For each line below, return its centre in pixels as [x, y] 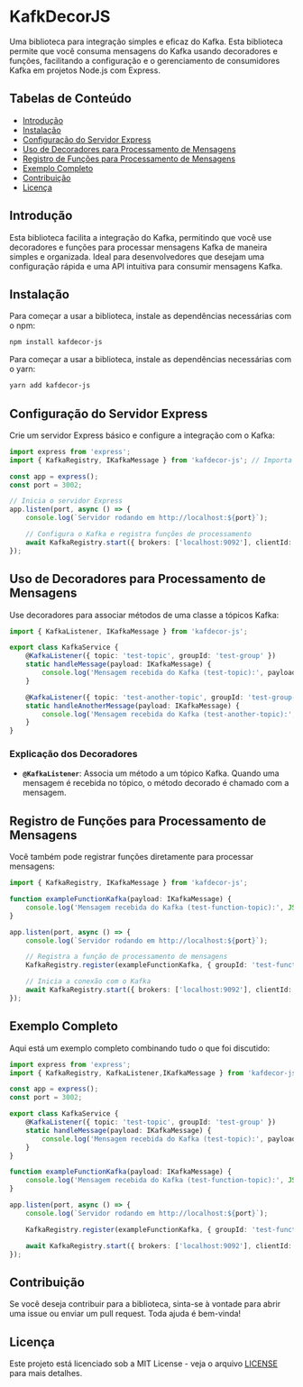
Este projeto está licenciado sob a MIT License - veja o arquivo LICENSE [143, 1364]
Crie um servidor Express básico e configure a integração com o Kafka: [142, 435]
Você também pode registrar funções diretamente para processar [132, 857]
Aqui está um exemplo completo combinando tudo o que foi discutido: [140, 1048]
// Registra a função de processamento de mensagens [127, 957]
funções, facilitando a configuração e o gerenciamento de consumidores [145, 60]
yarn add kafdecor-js [50, 386]
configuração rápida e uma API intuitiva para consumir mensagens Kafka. [146, 266]
